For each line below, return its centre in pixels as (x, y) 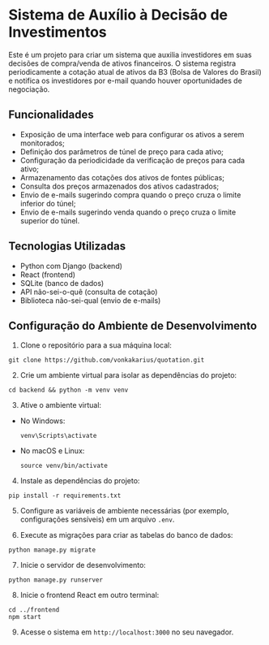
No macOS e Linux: (52, 451)
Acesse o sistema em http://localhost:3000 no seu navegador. (127, 632)
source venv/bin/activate (64, 466)
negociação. (29, 89)
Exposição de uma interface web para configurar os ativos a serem (132, 134)
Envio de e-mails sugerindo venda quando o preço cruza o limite (128, 212)
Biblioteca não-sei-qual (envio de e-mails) (90, 300)
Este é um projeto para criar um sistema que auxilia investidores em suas (130, 54)
